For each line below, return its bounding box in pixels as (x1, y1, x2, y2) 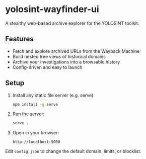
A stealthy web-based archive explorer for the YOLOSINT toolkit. (5, 20, 139, 26)
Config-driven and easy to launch (12, 64, 83, 70)
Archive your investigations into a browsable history (12, 59, 120, 65)
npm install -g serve (12, 102, 58, 107)
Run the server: (12, 111, 45, 117)
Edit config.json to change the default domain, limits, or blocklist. (5, 148, 141, 154)
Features (5, 35, 34, 43)
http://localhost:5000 (12, 139, 60, 144)
